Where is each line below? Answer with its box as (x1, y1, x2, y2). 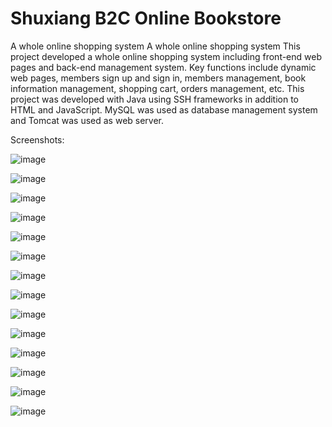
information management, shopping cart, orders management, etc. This (10, 82, 305, 94)
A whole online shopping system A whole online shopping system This (10, 40, 301, 52)
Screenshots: (10, 133, 65, 146)
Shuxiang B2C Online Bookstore (10, 7, 282, 30)
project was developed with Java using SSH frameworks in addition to (10, 93, 300, 105)
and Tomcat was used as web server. (10, 114, 165, 126)
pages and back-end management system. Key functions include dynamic (10, 61, 317, 73)
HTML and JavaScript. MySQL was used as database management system (10, 103, 318, 116)
